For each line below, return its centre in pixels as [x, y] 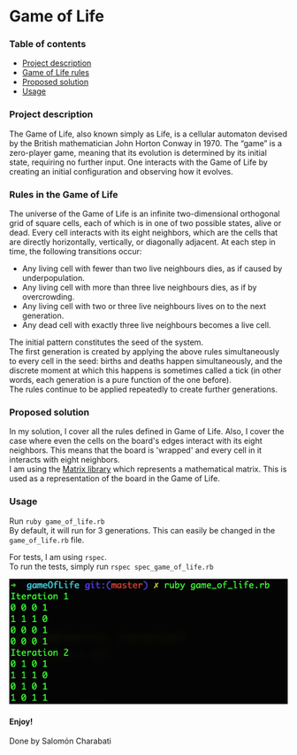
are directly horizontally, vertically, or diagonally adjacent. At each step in [142, 242]
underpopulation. [53, 278]
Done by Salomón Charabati [61, 741]
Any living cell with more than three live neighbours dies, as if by [139, 288]
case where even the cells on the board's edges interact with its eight [136, 441]
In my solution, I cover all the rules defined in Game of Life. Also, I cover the [147, 432]
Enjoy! [21, 721]
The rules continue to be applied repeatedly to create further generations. [144, 389]
